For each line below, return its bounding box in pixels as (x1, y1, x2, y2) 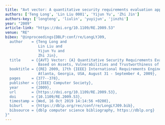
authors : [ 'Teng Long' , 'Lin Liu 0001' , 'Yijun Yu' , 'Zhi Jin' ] (5, 12, 139, 17)
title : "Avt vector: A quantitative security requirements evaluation (5, 7, 153, 12)
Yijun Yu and (38, 48, 65, 53)
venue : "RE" (5, 30, 29, 35)
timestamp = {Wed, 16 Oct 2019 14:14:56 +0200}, (9, 99, 111, 104)
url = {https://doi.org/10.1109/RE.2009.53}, (9, 90, 118, 94)
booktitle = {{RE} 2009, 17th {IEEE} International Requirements (9, 67, 146, 72)
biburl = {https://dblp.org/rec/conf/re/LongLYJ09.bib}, (9, 103, 135, 108)
